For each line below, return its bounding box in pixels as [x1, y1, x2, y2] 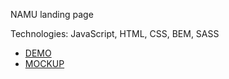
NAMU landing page [10, 9, 94, 20]
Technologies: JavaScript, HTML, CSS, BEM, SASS [10, 28, 220, 39]
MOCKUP [24, 58, 65, 69]
